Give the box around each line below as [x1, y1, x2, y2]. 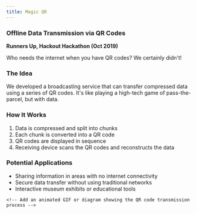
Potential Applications [6, 159, 73, 167]
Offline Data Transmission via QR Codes [6, 28, 126, 37]
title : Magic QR [6, 8, 47, 15]
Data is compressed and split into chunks [14, 124, 118, 131]
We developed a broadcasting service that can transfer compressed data [6, 83, 188, 90]
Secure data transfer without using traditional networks [14, 178, 152, 186]
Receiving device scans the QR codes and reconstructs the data [14, 143, 175, 151]
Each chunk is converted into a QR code [14, 131, 115, 138]
